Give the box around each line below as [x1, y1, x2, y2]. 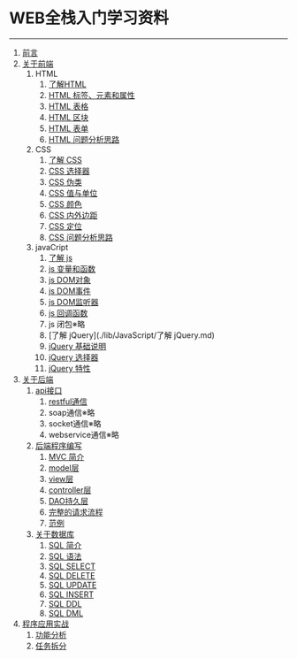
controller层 [48, 484, 92, 495]
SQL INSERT [48, 589, 95, 600]
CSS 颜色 [48, 198, 82, 209]
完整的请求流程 [48, 506, 103, 517]
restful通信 [48, 395, 88, 407]
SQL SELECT [48, 561, 95, 571]
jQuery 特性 [48, 363, 91, 373]
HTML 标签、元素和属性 [48, 89, 135, 100]
